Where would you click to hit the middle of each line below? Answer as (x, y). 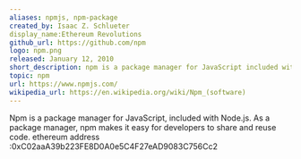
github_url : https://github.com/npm (77, 42)
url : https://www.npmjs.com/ (64, 84)
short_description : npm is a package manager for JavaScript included (144, 68)
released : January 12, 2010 (62, 59)
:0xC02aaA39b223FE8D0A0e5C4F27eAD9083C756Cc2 (113, 146)
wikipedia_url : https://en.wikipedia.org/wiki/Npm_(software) (128, 92)
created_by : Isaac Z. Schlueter (69, 26)
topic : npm (30, 76)
